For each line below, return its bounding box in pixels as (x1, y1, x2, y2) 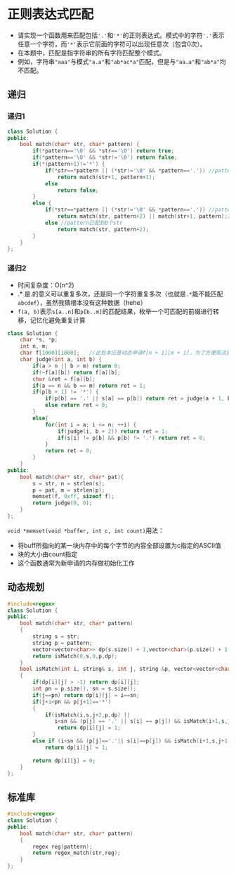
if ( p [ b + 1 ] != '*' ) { (32, 388, 99, 395)
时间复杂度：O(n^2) (17, 280, 75, 289)
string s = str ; (32, 633, 80, 640)
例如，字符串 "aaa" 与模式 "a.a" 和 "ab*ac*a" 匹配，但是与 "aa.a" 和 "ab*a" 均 (17, 57, 226, 65)
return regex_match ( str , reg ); (32, 849, 121, 857)
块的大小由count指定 (17, 549, 78, 558)
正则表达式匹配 (7, 6, 94, 22)
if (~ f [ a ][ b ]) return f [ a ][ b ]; (32, 369, 121, 376)
